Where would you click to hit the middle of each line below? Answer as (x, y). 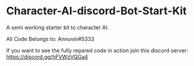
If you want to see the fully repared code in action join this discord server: (97, 50)
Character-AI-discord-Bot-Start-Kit (96, 11)
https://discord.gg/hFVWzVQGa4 (47, 56)
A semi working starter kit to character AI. (57, 27)
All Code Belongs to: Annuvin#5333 (50, 39)
